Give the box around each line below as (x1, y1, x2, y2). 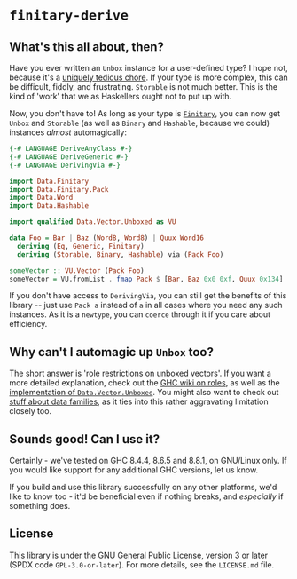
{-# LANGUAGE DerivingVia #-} (9, 161, 121, 170)
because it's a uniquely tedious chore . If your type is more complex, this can (9, 72, 288, 83)
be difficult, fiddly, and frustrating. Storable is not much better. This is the (9, 82, 277, 91)
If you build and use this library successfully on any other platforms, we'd (9, 482, 277, 492)
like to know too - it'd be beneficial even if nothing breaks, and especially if (9, 491, 284, 502)
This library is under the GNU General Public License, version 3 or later (9, 550, 269, 560)
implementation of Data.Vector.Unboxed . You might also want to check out (9, 387, 279, 398)
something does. (9, 501, 71, 511)
